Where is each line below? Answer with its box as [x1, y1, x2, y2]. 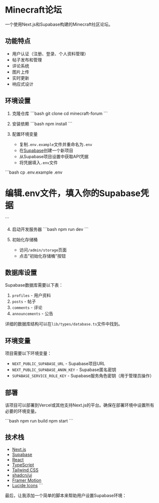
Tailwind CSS [12, 467, 39, 473]
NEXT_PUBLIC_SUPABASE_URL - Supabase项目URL [12, 361, 105, 367]
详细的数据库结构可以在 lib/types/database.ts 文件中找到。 [5, 321, 123, 327]
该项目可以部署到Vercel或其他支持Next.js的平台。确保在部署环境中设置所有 [5, 402, 155, 408]
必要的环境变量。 [5, 408, 39, 414]
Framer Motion [12, 477, 42, 483]
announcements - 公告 [12, 311, 54, 317]
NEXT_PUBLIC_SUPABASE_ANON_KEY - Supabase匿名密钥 [12, 367, 116, 373]
